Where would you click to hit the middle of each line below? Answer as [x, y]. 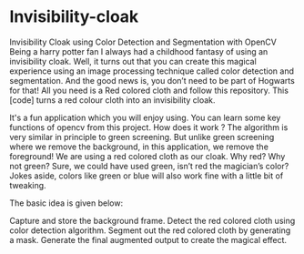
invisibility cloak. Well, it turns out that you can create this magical [133, 61]
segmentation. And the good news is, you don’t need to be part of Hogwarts [152, 80]
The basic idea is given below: [66, 203]
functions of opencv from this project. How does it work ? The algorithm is [149, 127]
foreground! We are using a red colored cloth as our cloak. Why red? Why [147, 156]
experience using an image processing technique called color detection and [152, 71]
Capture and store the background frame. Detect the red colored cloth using [152, 220]
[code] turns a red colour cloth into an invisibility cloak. [112, 100]
